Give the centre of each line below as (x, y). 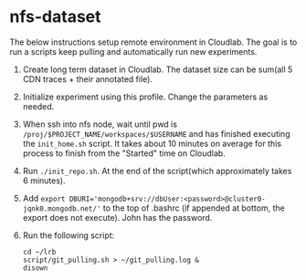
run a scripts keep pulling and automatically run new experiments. (133, 51)
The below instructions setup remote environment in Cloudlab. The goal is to (153, 42)
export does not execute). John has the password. (117, 217)
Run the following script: (69, 235)
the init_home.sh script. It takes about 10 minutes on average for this (152, 143)
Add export (44, 198)
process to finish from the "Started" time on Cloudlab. (124, 153)
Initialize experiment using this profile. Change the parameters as (145, 97)
